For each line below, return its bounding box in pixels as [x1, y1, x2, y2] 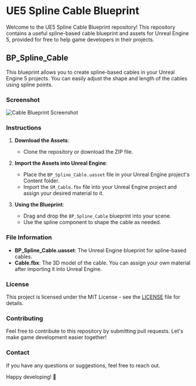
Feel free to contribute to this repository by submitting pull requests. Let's [6, 327, 184, 335]
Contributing [6, 314, 43, 322]
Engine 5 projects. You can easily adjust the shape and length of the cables [6, 75, 188, 82]
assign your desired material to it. [23, 189, 104, 197]
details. [6, 299, 24, 306]
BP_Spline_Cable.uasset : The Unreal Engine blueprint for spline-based [14, 246, 187, 253]
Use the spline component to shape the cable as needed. [23, 219, 161, 226]
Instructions [6, 123, 42, 131]
